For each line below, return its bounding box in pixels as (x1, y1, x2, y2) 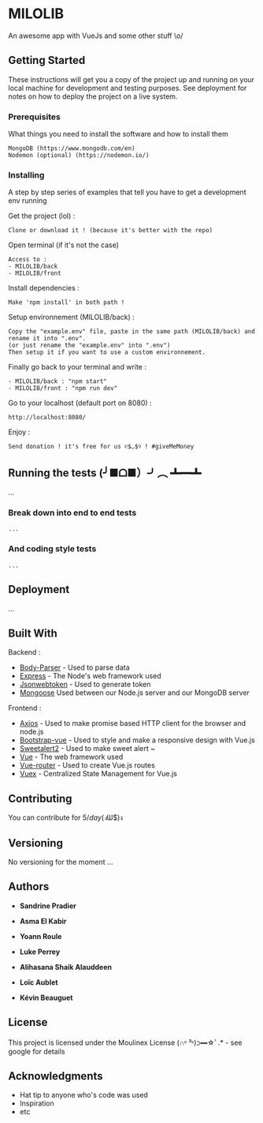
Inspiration (19, 1099, 54, 1108)
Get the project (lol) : (8, 211, 76, 221)
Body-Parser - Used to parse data (19, 663, 130, 672)
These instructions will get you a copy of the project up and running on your (8, 74, 254, 84)
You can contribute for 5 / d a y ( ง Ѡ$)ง (8, 813, 124, 822)
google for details (8, 1046, 65, 1056)
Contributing (8, 791, 72, 806)
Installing (8, 169, 45, 180)
